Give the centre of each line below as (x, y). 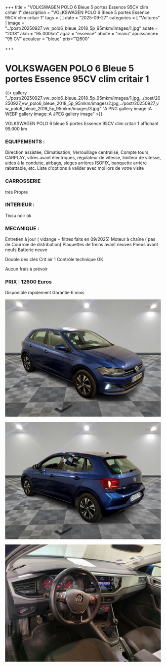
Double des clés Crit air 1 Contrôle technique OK (54, 260)
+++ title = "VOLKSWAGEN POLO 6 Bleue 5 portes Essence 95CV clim (77, 7)
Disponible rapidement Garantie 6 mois (45, 293)
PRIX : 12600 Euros (28, 282)
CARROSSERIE (23, 181)
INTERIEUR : (20, 204)
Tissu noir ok (18, 215)
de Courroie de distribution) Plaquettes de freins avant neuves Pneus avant (82, 245)
